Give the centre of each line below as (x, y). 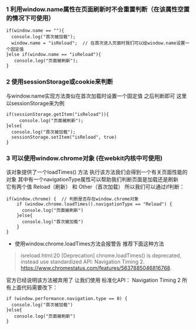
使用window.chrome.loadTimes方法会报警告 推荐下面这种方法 (89, 244)
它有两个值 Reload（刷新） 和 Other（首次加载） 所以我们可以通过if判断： (95, 186)
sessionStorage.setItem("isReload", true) (64, 137)
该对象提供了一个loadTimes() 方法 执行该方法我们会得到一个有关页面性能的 (97, 172)
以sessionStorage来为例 (35, 103)
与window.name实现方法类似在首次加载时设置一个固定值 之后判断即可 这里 (97, 96)
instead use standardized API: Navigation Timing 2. (82, 261)
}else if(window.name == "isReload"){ (54, 55)
